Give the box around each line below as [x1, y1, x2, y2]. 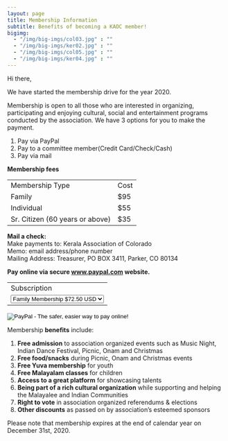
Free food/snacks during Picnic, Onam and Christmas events [17, 354, 193, 362]
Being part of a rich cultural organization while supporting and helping [17, 383, 221, 392]
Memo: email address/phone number [7, 247, 113, 255]
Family [10, 191, 33, 201]
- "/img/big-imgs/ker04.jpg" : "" [13, 55, 113, 62]
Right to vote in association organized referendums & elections [17, 398, 198, 406]
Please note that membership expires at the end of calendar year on [7, 419, 202, 427]
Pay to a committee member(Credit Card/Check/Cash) [17, 144, 173, 153]
